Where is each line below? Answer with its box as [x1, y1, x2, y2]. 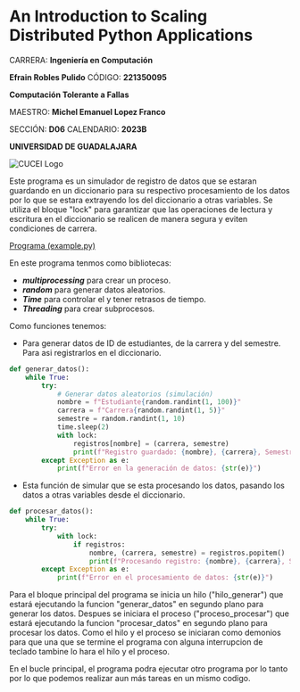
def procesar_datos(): [9, 507, 94, 516]
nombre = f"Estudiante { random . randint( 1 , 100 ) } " [56, 398, 242, 407]
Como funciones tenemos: [9, 320, 107, 331]
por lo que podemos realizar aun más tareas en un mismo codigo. [9, 673, 252, 684]
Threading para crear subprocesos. [21, 303, 155, 314]
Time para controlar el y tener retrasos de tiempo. [21, 293, 207, 304]
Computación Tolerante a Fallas [9, 89, 129, 100]
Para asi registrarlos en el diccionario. [21, 347, 162, 358]
